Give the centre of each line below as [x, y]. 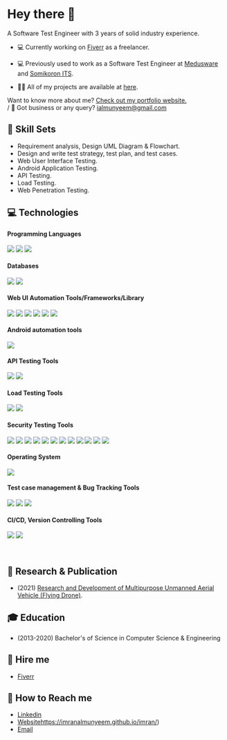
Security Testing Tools [40, 425]
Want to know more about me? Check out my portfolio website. [97, 100]
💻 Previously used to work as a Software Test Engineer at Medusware [118, 63]
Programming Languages [44, 234]
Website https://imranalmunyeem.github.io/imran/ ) [88, 722]
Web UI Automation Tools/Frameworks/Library [76, 298]
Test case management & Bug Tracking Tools [73, 488]
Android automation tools [45, 330]
